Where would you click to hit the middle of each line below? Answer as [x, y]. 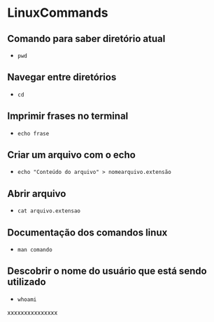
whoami [27, 299]
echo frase [33, 133]
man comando [35, 250]
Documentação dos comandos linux [87, 232]
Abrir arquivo [37, 193]
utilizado [27, 282]
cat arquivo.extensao [49, 211]
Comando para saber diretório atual [86, 39]
